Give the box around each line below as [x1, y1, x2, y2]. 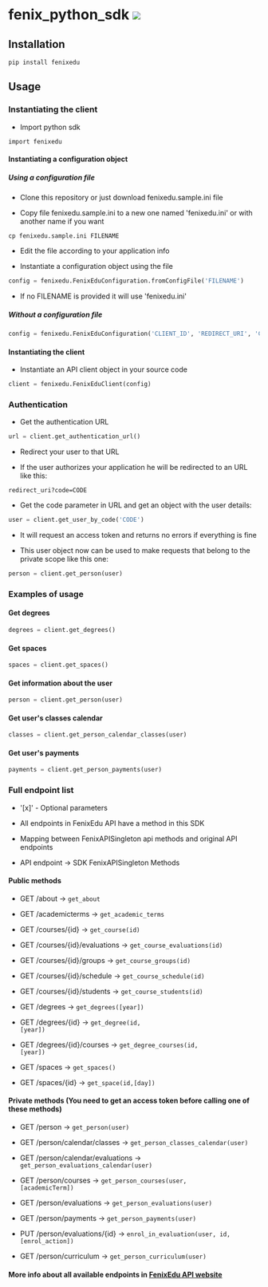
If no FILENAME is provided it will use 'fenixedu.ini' [19, 291, 187, 301]
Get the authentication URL [19, 417, 109, 427]
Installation [8, 38, 65, 51]
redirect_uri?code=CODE [8, 487, 88, 495]
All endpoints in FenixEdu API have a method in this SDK [19, 818, 205, 827]
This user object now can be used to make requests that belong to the [19, 546, 251, 555]
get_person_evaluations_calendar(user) [19, 1161, 153, 1170]
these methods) [8, 1104, 62, 1114]
